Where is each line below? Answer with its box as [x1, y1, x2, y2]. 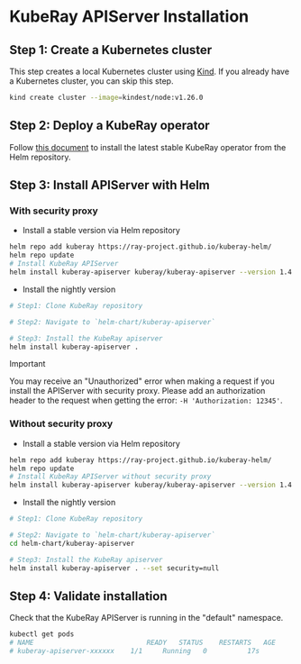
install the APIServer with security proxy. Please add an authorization [9, 386, 266, 396]
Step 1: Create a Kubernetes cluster [9, 42, 213, 58]
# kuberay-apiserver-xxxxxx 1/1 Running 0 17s [9, 647, 260, 656]
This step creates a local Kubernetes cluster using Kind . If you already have [9, 66, 290, 77]
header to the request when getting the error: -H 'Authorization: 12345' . [9, 395, 283, 406]
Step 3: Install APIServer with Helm [9, 177, 210, 193]
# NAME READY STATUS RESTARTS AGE [9, 638, 277, 648]
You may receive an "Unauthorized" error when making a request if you [9, 376, 275, 387]
